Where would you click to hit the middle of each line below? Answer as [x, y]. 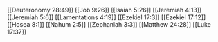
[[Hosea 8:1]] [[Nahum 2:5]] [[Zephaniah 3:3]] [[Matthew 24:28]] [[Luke [109, 24]
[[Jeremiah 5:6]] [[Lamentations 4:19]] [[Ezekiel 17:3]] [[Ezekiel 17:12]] [107, 17]
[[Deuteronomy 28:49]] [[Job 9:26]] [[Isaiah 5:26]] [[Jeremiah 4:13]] [105, 10]
